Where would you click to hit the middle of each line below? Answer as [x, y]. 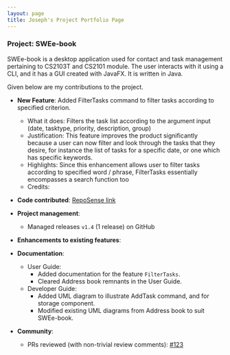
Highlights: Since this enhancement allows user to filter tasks [114, 164]
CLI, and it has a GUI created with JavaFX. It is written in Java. [95, 74]
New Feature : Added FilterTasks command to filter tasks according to [115, 100]
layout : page [26, 13]
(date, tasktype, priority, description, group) [89, 128]
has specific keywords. [60, 157]
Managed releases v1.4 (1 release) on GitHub [91, 226]
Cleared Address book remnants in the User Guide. [110, 281]
